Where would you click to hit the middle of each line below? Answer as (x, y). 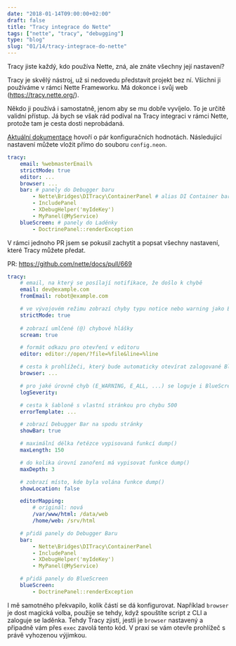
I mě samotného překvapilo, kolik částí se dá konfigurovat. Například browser (118, 605)
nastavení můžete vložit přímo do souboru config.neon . (87, 144)
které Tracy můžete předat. (46, 250)
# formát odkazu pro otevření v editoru (80, 348)
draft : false (26, 20)
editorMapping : (42, 501)
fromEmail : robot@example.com (64, 296)
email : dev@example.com (55, 290)
